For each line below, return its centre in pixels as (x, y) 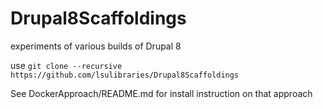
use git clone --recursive (66, 65)
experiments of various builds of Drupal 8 (96, 46)
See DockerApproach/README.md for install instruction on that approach (161, 93)
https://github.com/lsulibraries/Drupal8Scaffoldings (125, 75)
